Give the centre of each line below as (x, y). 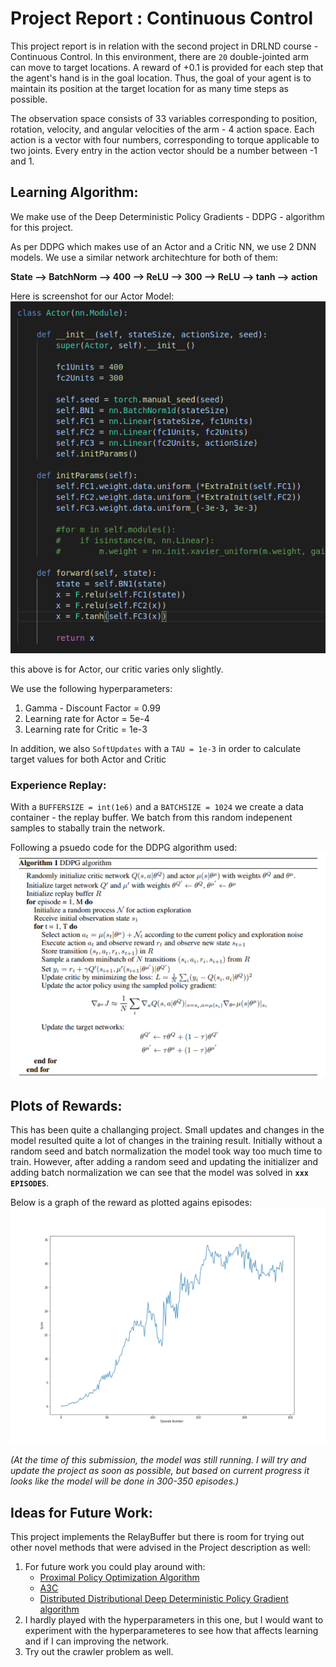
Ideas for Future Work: (81, 1512)
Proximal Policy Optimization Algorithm (119, 1578)
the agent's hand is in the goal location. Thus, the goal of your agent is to (161, 78)
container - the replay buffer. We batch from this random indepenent (151, 818)
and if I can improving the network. (97, 1641)
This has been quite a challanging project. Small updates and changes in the (167, 1130)
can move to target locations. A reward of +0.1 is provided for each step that (167, 67)
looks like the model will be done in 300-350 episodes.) (125, 1481)
